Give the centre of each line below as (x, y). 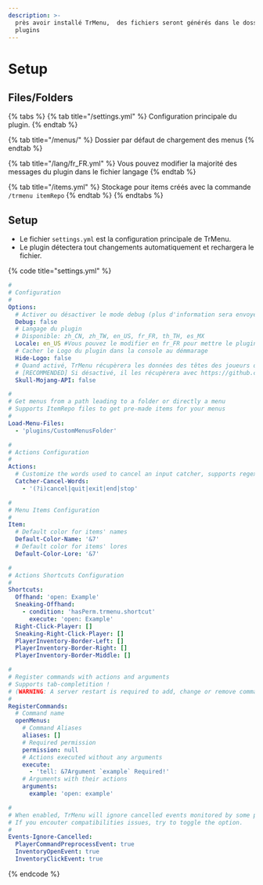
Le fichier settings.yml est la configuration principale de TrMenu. (125, 239)
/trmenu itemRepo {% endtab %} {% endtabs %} (86, 195)
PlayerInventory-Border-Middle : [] (73, 656)
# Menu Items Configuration (54, 510)
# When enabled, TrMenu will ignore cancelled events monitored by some (129, 815)
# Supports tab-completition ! (59, 684)
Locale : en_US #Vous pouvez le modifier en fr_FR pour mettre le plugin (136, 344)
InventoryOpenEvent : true (58, 852)
